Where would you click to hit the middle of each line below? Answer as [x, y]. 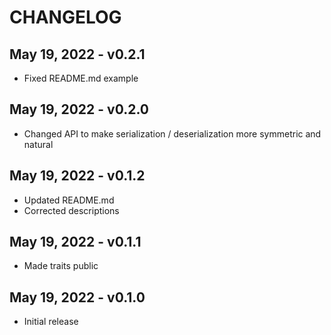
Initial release [51, 322]
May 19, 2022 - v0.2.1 [77, 54]
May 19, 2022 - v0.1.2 [77, 176]
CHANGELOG [65, 17]
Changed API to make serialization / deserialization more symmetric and [172, 133]
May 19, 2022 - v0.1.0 [77, 297]
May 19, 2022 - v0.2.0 [79, 109]
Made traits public [61, 266]
